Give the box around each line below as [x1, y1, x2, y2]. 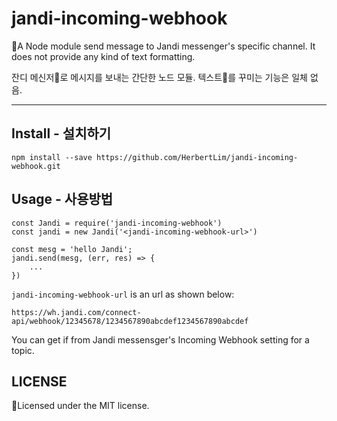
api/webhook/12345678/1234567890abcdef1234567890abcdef [11, 316, 249, 326]
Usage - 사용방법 [11, 191, 114, 208]
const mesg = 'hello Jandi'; [11, 244, 133, 254]
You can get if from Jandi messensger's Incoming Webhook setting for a [11, 333, 310, 346]
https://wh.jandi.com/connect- [11, 307, 142, 317]
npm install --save [11, 152, 93, 162]
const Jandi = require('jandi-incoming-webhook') [11, 218, 223, 228]
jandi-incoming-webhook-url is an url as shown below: [11, 288, 235, 300]
